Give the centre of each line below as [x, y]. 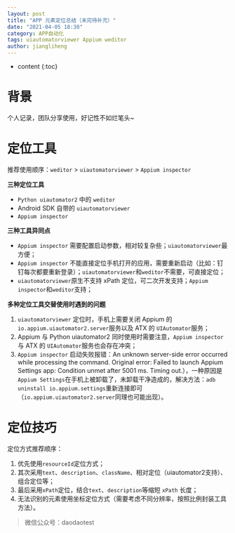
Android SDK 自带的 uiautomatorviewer [74, 208]
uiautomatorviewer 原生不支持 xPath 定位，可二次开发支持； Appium [113, 280]
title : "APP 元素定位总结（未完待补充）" [62, 20]
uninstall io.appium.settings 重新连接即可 [80, 388]
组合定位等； [36, 481]
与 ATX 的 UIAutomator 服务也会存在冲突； [77, 346]
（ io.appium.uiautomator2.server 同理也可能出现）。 [92, 397]
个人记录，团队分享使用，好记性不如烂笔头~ [71, 117]
